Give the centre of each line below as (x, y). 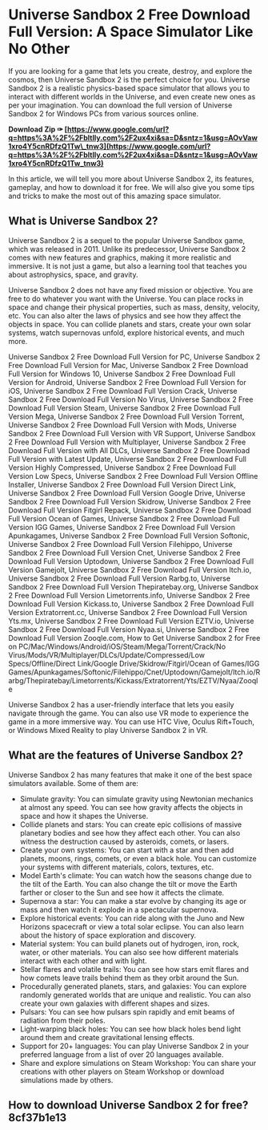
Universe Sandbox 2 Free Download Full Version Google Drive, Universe (127, 493)
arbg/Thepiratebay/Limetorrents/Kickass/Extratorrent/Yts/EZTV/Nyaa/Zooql (133, 680)
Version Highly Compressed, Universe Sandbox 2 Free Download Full (122, 468)
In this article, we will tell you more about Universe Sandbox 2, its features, (131, 179)
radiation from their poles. (62, 1020)
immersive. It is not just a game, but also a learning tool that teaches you (128, 265)
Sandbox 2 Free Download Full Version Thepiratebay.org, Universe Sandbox (133, 586)
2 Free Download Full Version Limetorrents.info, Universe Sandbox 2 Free (129, 595)
